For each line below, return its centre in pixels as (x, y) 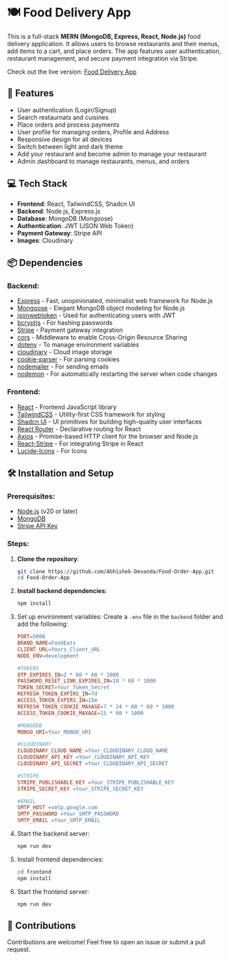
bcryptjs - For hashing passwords (65, 323)
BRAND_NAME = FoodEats (46, 643)
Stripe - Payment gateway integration (70, 330)
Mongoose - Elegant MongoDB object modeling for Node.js (101, 308)
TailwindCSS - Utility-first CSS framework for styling (91, 414)
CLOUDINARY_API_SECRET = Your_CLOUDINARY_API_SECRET (92, 764)
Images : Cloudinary (45, 240)
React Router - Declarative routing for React (79, 429)
